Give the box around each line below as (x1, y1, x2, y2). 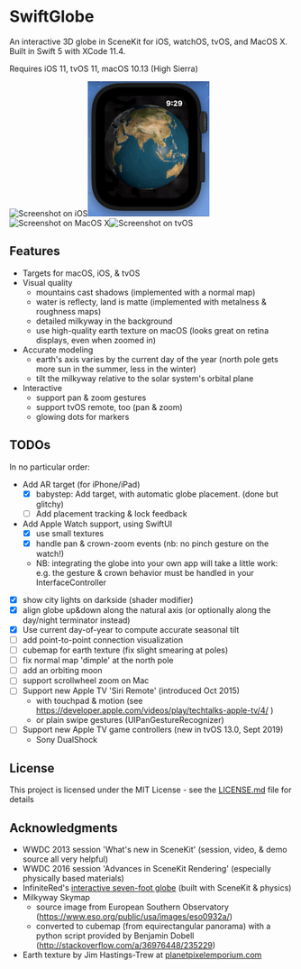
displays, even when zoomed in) (35, 334, 156, 345)
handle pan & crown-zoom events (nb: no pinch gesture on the (35, 538, 269, 549)
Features (9, 243, 60, 259)
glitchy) (35, 498, 65, 509)
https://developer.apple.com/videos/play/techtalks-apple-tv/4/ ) (35, 705, 274, 716)
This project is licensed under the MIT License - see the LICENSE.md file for (9, 784, 292, 795)
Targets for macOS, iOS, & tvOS (22, 268, 141, 279)
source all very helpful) (22, 854, 108, 864)
